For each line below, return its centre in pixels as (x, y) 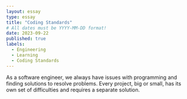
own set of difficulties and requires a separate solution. (73, 90)
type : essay (21, 17)
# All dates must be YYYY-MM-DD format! (57, 28)
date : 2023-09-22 (27, 33)
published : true (26, 39)
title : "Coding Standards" (39, 22)
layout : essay (24, 11)
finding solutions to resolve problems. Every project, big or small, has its (94, 83)
